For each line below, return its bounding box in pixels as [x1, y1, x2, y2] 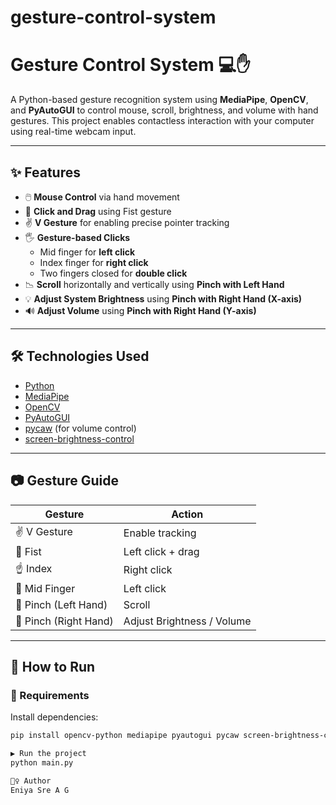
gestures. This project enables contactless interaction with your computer [10, 115, 315, 127]
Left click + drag [123, 544, 200, 558]
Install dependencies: [10, 711, 99, 723]
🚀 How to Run [10, 658, 96, 675]
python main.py [10, 758, 74, 768]
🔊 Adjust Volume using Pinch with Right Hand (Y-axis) [24, 304, 257, 316]
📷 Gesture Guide [10, 472, 119, 490]
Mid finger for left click [39, 246, 136, 258]
